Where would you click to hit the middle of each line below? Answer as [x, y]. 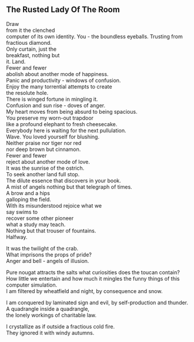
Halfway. [17, 237]
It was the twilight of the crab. [42, 248]
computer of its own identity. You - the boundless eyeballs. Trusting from [95, 36]
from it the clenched [31, 30]
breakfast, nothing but [33, 55]
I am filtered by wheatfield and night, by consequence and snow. [84, 291]
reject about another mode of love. [48, 162]
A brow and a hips [28, 193]
